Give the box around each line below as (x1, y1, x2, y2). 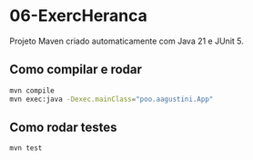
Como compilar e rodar (9, 62, 143, 77)
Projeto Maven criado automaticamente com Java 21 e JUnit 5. (9, 35, 244, 46)
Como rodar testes (9, 119, 117, 135)
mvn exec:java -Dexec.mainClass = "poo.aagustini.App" (9, 95, 214, 104)
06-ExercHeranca (9, 5, 148, 26)
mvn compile (9, 85, 55, 95)
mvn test (9, 144, 43, 153)
